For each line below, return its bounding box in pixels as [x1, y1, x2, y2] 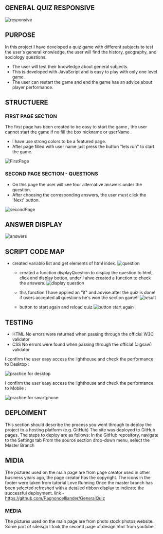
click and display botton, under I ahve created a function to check [19, 275, 151, 281]
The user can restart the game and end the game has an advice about [12, 79, 152, 85]
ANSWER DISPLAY [5, 221, 63, 229]
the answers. [19, 280, 46, 286]
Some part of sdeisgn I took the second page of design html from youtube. [5, 523, 155, 529]
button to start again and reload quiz [19, 304, 92, 310]
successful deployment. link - [5, 490, 65, 496]
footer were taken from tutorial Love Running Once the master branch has [5, 480, 153, 485]
